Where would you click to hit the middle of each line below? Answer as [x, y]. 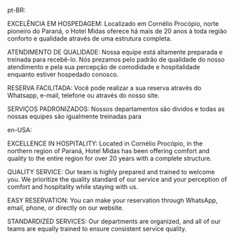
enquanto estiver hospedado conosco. [63, 74]
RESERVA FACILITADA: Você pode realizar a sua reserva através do [104, 88]
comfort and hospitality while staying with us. [73, 187]
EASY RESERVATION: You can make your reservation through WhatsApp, [113, 200]
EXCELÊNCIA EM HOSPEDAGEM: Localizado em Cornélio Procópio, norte [113, 23]
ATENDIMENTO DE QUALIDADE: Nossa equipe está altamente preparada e [115, 52]
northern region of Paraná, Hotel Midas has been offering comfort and [109, 151]
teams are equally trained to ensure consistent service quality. [97, 229]
